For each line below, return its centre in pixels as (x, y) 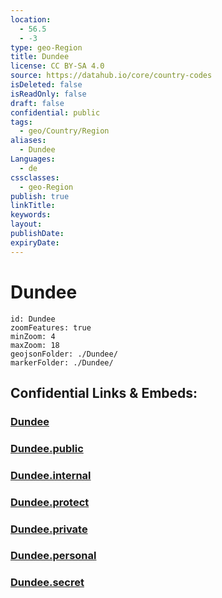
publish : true (40, 196)
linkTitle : (33, 206)
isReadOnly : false (48, 94)
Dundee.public (47, 448)
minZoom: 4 (33, 336)
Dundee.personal (53, 556)
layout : (26, 224)
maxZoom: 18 (35, 345)
